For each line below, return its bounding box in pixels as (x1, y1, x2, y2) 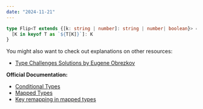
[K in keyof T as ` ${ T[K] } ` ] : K (11, 31, 94, 37)
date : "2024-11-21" (6, 8, 56, 15)
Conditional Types (14, 83, 60, 90)
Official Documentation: (6, 71, 68, 79)
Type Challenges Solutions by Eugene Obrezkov (14, 59, 135, 67)
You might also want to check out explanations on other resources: (6, 48, 173, 55)
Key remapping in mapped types (14, 96, 97, 103)
